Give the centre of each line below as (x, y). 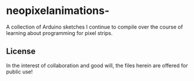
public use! (19, 72)
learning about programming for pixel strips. (59, 33)
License (21, 52)
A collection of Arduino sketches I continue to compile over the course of (95, 27)
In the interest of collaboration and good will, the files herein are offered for (97, 65)
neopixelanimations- (58, 11)
